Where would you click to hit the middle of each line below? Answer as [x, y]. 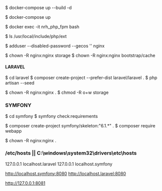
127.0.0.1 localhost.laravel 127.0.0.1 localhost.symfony [59, 164]
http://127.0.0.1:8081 [25, 183]
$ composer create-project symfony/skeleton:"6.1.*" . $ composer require [80, 125]
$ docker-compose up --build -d [38, 8]
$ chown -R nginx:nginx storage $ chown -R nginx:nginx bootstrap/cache [80, 55]
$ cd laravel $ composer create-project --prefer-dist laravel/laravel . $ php [81, 78]
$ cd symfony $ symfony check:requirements [52, 116]
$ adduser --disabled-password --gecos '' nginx [55, 46]
